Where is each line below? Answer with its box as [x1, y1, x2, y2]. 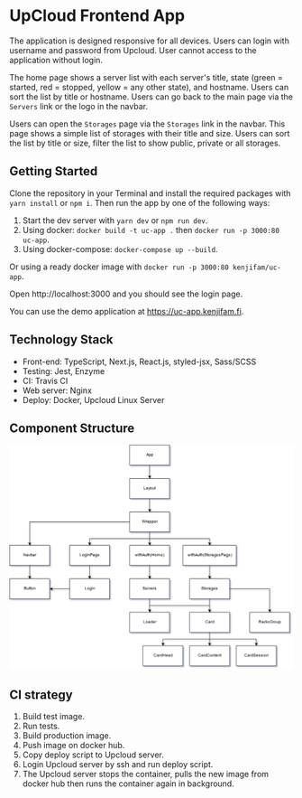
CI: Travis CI [22, 375, 69, 386]
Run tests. [22, 720, 60, 732]
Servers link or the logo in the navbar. [9, 100, 149, 111]
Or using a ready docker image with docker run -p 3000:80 [9, 261, 230, 272]
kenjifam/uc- [233, 263, 282, 272]
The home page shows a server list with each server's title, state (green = [9, 71, 284, 82]
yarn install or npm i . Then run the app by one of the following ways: [9, 197, 270, 208]
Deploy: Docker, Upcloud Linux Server [22, 394, 165, 405]
